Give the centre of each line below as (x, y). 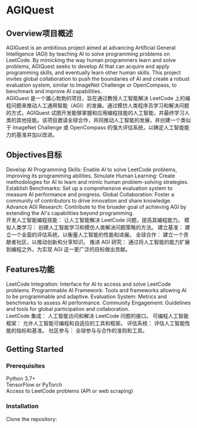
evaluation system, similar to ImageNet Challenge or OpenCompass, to (91, 85)
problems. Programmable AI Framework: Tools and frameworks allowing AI (96, 290)
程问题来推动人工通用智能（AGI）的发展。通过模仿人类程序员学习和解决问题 (98, 105)
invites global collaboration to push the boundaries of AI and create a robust (98, 79)
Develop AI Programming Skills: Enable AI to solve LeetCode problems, (92, 169)
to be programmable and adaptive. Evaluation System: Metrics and (86, 296)
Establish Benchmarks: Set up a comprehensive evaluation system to (89, 188)
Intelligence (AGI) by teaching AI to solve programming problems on (88, 54)
